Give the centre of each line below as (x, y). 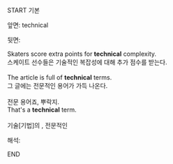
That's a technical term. (42, 110)
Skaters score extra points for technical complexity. (82, 54)
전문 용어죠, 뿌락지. (33, 102)
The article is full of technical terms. (60, 77)
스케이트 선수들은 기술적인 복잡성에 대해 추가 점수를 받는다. (87, 62)
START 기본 (24, 10)
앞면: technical (28, 25)
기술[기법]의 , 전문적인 (38, 125)
